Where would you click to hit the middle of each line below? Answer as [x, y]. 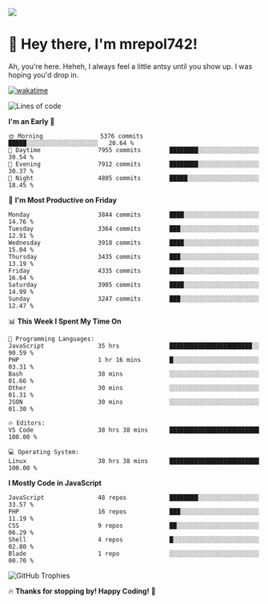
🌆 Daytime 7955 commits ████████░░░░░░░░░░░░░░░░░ [134, 150]
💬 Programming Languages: [51, 339]
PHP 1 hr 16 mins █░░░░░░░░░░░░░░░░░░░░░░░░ [134, 360]
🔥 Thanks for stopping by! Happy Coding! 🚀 [82, 591]
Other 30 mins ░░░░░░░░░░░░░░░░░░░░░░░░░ [134, 388]
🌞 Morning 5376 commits [76, 136]
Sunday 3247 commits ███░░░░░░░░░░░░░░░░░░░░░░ [134, 299]
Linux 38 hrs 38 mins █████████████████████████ [134, 461]
